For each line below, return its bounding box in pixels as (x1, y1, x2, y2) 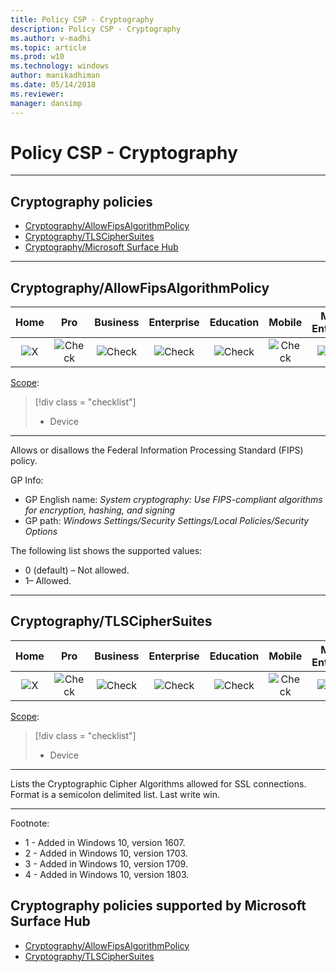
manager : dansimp (10, 98, 83, 108)
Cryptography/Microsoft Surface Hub (24, 241, 179, 253)
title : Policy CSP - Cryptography (10, 14, 155, 25)
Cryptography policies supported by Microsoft (10, 897, 307, 915)
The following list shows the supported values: (10, 545, 203, 557)
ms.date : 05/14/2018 (10, 80, 97, 90)
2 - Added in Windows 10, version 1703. (24, 847, 188, 859)
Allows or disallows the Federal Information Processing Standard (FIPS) (10, 444, 304, 456)
